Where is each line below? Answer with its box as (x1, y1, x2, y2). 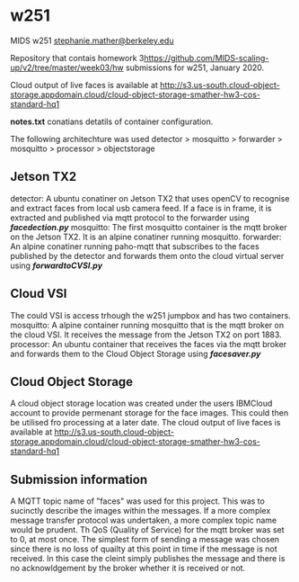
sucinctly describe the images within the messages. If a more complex (10, 506, 271, 516)
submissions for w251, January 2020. (125, 62, 265, 73)
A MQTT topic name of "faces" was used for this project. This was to (10, 496, 266, 506)
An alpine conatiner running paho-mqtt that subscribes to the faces (10, 240, 259, 252)
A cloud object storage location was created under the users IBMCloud (10, 398, 273, 409)
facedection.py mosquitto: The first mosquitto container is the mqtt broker (10, 221, 288, 232)
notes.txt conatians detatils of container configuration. (10, 116, 214, 127)
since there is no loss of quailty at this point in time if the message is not (10, 543, 277, 554)
